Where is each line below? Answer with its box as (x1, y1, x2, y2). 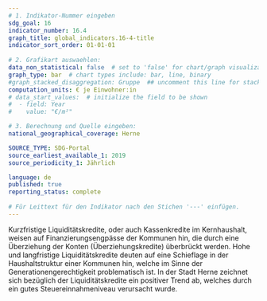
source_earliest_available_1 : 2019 (8, 151, 126, 159)
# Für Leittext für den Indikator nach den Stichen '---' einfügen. (8, 203, 240, 211)
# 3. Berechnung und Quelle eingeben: (8, 123, 137, 131)
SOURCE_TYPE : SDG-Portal (8, 144, 91, 152)
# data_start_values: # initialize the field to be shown (8, 93, 208, 101)
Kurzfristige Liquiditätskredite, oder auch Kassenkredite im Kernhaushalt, (8, 225, 248, 234)
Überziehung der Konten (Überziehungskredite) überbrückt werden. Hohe (8, 241, 250, 251)
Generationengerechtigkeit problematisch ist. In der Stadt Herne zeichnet (8, 267, 249, 276)
